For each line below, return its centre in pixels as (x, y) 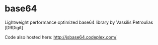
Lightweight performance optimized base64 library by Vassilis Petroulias (79, 22)
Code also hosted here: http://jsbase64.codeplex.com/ (61, 37)
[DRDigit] (14, 27)
